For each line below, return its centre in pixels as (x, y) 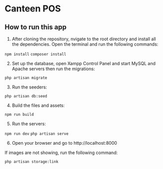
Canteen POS (33, 9)
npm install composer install (36, 54)
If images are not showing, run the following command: (61, 153)
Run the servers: (29, 124)
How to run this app (36, 27)
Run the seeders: (29, 87)
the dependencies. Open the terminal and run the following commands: (85, 44)
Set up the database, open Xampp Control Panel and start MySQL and (83, 63)
